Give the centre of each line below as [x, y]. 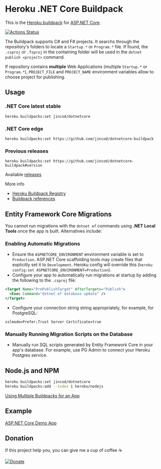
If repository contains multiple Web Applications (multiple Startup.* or [76, 67]
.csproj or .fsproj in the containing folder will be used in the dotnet [73, 52]
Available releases [23, 175]
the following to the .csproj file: [44, 280]
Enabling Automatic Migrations [43, 244]
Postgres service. [30, 355]
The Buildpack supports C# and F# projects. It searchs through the [72, 41]
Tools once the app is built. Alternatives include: [54, 231]
